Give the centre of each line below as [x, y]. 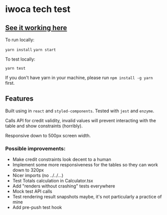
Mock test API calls [32, 191]
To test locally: [20, 59]
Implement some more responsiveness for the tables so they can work [85, 165]
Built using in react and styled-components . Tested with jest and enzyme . [80, 111]
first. [10, 83]
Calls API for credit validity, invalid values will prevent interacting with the [81, 120]
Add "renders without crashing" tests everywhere [64, 186]
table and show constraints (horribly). [44, 126]
